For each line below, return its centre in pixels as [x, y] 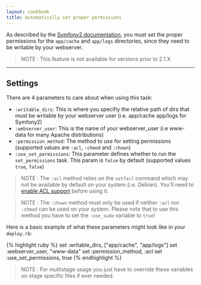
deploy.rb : [19, 233]
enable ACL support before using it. [65, 191]
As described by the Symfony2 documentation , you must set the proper [95, 34]
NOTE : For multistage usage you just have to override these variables [107, 269]
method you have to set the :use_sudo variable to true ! [88, 215]
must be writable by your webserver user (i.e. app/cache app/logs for [100, 116]
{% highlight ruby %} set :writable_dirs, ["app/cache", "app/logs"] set [92, 245]
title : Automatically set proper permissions [64, 17]
